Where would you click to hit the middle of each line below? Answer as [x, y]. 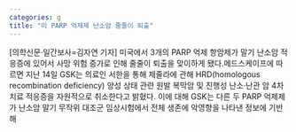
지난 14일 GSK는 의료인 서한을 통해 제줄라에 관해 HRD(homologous [143, 74]
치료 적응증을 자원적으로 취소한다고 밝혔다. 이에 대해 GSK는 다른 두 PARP [136, 96]
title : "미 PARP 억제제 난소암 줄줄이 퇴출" [82, 26]
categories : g [35, 17]
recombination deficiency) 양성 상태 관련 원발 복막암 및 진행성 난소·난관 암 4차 [147, 85]
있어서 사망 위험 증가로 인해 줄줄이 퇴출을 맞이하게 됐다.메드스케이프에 [153, 63]
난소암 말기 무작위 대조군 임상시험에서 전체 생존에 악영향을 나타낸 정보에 [143, 107]
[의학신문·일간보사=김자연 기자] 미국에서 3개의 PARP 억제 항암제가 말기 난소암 [144, 52]
